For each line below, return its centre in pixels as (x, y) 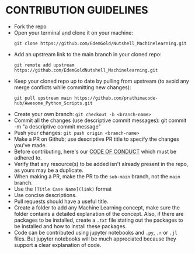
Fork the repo (30, 26)
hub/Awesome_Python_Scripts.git (53, 103)
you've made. (30, 145)
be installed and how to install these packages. (70, 226)
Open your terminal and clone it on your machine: (74, 32)
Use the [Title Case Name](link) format (63, 189)
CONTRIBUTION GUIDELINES (77, 10)
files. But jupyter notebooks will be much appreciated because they (95, 239)
